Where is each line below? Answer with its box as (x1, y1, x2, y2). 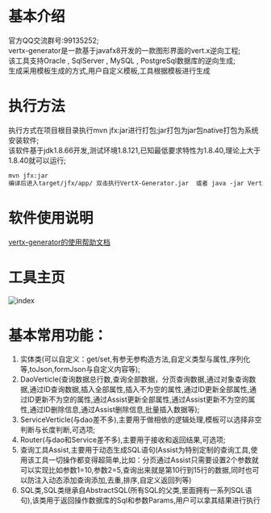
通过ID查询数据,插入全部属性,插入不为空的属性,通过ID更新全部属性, (29, 385, 250, 394)
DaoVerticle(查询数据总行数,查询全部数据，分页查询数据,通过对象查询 (19, 374, 249, 384)
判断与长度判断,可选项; (19, 425, 96, 435)
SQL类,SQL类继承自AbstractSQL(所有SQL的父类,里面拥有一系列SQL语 (19, 486, 252, 495)
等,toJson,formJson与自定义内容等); (19, 365, 141, 374)
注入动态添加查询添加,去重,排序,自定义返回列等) (34, 475, 192, 485)
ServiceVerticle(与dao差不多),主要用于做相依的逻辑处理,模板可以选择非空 (19, 415, 262, 424)
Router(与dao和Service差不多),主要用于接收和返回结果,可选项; (19, 435, 226, 444)
